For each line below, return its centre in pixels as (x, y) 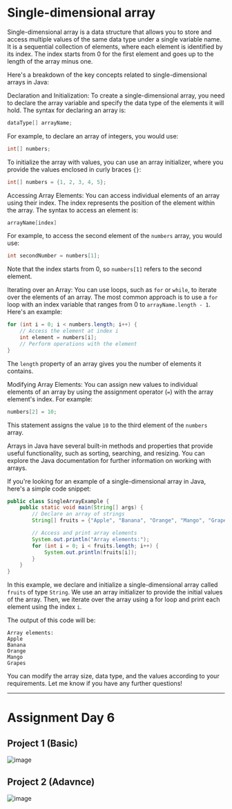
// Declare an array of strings (79, 514)
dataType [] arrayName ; (40, 122)
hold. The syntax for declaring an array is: (67, 110)
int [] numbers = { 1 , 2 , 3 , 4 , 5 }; (57, 182)
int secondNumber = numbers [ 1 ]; (54, 256)
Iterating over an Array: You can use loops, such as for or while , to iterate (112, 290)
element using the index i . (45, 607)
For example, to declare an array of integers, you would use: (93, 136)
